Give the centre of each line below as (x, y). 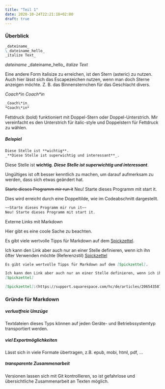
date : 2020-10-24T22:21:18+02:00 (39, 14)
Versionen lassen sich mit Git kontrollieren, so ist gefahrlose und (70, 376)
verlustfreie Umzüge (27, 311)
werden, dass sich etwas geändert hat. (44, 180)
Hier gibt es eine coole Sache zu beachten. (49, 231)
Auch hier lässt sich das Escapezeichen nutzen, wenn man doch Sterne (77, 80)
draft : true (17, 19)
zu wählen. (16, 128)
